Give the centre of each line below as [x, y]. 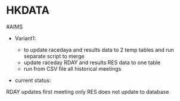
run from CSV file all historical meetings [72, 68]
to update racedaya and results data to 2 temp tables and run [99, 50]
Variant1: [25, 38]
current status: [33, 80]
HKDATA [28, 10]
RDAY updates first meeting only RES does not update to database [88, 91]
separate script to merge [54, 56]
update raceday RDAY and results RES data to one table [92, 62]
